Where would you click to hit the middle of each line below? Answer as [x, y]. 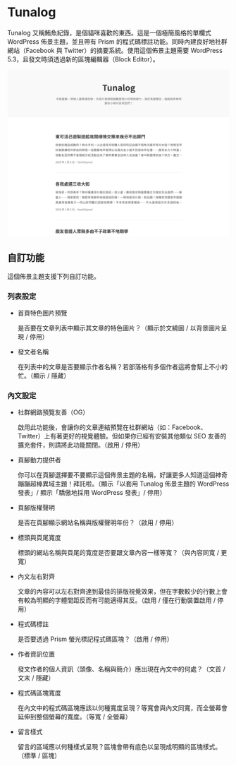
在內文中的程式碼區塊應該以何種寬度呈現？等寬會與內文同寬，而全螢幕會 [122, 708]
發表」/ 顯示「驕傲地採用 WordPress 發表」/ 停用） [92, 493]
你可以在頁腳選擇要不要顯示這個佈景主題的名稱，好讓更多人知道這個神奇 [122, 475]
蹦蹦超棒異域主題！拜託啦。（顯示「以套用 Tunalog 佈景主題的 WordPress [123, 484]
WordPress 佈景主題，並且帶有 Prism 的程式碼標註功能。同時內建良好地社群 [117, 41]
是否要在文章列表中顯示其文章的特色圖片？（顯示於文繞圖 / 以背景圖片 [119, 328]
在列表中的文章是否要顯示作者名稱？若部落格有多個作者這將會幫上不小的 [122, 367]
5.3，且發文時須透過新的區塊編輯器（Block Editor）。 [83, 59]
